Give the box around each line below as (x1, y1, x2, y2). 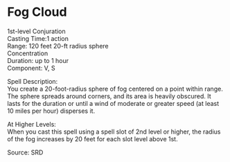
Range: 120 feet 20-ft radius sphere (7, 42, 109, 50)
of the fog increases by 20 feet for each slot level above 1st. (7, 134, 178, 143)
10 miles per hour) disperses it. (7, 107, 96, 115)
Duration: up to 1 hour (7, 56, 69, 64)
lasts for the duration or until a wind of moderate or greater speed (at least (7, 99, 220, 107)
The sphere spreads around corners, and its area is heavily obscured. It (7, 91, 211, 100)
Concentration (7, 49, 48, 57)
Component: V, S (7, 64, 55, 72)
